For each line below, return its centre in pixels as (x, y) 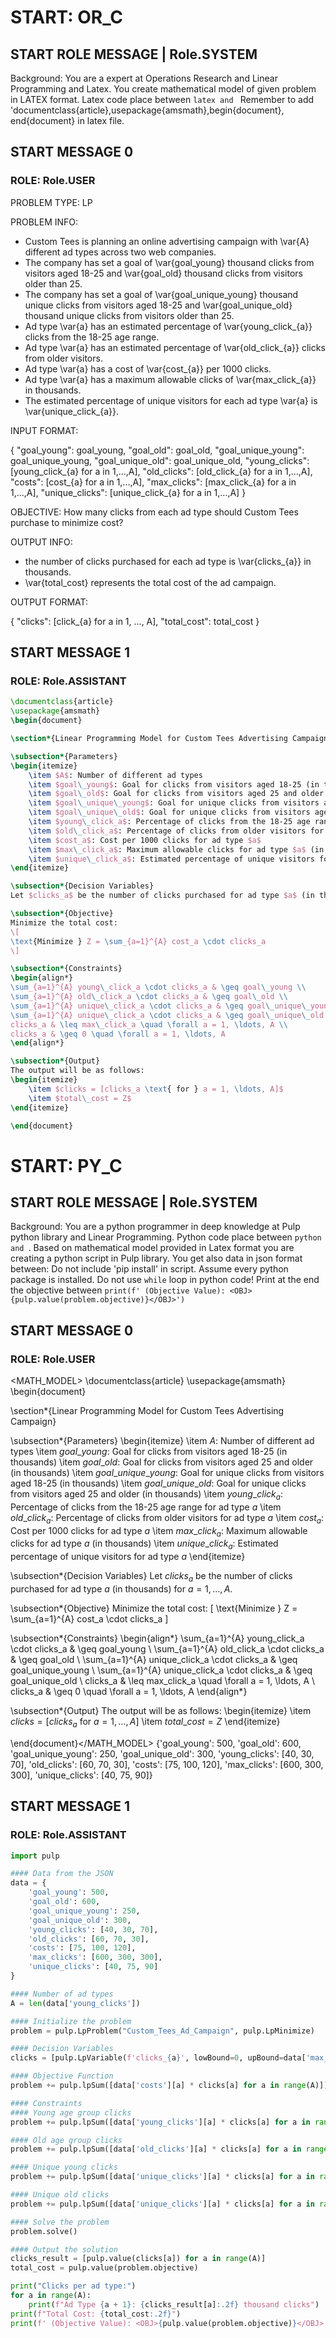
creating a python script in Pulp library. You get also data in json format (156, 1258)
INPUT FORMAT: (44, 430)
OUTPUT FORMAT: (49, 602)
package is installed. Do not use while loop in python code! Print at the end (165, 1280)
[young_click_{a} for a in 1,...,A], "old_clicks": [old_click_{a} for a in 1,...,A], (161, 471)
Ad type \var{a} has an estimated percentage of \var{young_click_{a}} (168, 326)
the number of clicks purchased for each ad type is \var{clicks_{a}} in (168, 561)
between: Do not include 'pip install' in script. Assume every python (149, 1269)
